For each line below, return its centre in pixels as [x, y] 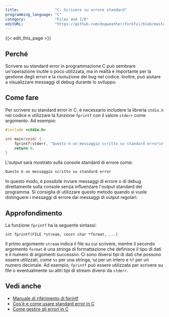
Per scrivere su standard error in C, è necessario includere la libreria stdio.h [84, 110]
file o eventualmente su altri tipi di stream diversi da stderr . [67, 270]
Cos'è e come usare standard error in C [53, 303]
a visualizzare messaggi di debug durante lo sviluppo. [61, 82]
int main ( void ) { [23, 139]
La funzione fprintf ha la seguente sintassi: [51, 225]
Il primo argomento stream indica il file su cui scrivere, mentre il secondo [80, 244]
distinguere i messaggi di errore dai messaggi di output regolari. [71, 197]
